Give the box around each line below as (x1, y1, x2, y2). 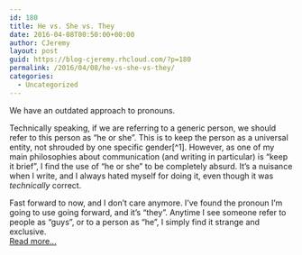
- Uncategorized (17, 80, 78, 89)
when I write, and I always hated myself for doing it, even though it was (9, 170, 274, 181)
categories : (9, 72, 54, 81)
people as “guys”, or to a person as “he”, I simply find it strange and (9, 216, 260, 227)
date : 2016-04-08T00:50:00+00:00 (9, 30, 135, 39)
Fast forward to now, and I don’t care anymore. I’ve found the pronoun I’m (9, 197, 283, 208)
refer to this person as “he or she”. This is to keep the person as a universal (9, 132, 288, 142)
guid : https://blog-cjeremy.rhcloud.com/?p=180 (9, 55, 192, 64)
